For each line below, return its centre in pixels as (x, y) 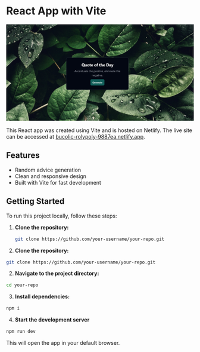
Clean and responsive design (51, 176)
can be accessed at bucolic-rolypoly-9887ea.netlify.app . (76, 137)
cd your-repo (22, 285)
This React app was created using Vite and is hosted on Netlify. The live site (99, 130)
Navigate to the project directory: (57, 274)
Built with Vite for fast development (58, 182)
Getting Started (35, 201)
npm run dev (21, 332)
